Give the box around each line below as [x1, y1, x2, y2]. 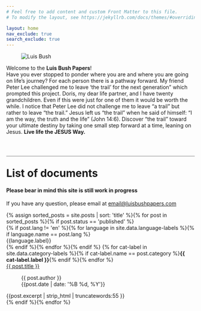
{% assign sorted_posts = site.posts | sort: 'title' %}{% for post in [6, 211, 167, 219]
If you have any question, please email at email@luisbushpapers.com [6, 200, 176, 207]
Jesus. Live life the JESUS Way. [6, 128, 86, 136]
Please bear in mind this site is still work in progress [6, 187, 138, 194]
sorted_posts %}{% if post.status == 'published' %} [6, 218, 135, 225]
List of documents [6, 166, 99, 180]
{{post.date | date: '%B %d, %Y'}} [21, 280, 106, 288]
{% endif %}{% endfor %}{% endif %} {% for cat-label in [6, 244, 148, 251]
